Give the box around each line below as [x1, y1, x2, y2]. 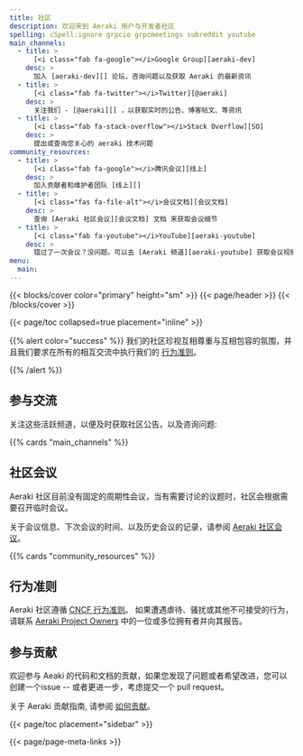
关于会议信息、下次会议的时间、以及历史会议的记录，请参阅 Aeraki [9, 521, 257, 532]
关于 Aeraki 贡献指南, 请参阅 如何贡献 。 [9, 701, 155, 712]
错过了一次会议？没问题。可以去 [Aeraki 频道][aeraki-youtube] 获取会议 [32, 248, 284, 257]
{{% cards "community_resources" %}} [9, 550, 156, 561]
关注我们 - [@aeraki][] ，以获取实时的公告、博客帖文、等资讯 [32, 106, 242, 115]
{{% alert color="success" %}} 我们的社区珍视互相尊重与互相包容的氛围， [9, 335, 284, 346]
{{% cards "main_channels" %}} [9, 437, 129, 447]
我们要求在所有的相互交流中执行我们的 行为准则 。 [16, 346, 201, 357]
